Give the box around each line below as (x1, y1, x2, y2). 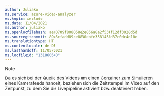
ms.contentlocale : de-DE (5, 43, 56, 48)
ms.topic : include (5, 16, 43, 21)
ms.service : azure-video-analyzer (5, 12, 76, 17)
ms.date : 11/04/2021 (5, 20, 48, 26)
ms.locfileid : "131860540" (5, 52, 60, 58)
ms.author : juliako (5, 25, 45, 30)
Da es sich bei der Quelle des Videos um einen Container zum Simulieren (5, 75, 153, 81)
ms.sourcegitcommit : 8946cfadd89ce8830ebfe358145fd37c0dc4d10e (5, 35, 137, 39)
